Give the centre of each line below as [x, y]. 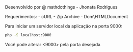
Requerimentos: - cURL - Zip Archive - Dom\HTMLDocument [66, 16]
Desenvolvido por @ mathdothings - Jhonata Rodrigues [61, 7]
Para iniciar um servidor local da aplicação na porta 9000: [64, 26]
